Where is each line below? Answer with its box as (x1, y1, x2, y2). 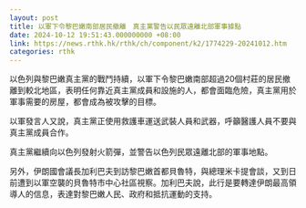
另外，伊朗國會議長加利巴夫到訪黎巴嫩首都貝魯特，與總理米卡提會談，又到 (9, 166, 289, 177)
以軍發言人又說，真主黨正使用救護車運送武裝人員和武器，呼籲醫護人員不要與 (9, 116, 297, 127)
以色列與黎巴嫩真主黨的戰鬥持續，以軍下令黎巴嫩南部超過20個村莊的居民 (9, 74, 283, 85)
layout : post (9, 13, 59, 23)
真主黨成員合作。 (9, 127, 74, 138)
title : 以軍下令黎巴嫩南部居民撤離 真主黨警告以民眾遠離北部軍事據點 (9, 22, 241, 31)
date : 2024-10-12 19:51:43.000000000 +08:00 (9, 30, 181, 39)
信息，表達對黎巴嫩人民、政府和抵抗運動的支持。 (33, 189, 217, 200)
